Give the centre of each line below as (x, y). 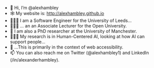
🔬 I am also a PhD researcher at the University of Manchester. (73, 31)
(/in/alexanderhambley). (35, 60)
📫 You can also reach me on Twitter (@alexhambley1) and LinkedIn (79, 53)
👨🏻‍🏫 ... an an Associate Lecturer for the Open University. (68, 26)
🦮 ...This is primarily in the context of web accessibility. (66, 47)
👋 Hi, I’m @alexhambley (34, 8)
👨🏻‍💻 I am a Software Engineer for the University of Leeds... (71, 20)
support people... (28, 42)
